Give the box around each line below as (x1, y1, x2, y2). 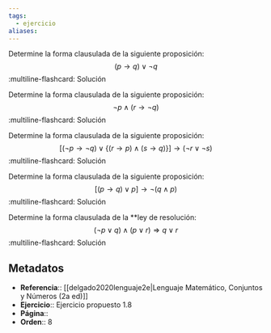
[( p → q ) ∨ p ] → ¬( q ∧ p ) (94, 184, 178, 194)
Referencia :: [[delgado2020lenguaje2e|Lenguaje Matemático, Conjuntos (19, 283, 263, 293)
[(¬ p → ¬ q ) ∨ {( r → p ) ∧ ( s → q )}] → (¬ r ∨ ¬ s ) (59, 143, 213, 154)
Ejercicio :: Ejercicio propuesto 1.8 (19, 300, 132, 310)
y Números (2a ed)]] (19, 292, 89, 301)
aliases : (8, 27, 38, 35)
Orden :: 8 (19, 317, 53, 327)
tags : (8, 11, 27, 20)
